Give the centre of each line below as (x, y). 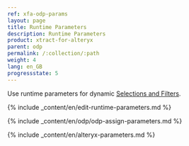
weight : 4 (22, 60)
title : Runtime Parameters (47, 27)
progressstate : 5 (33, 73)
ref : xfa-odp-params (38, 14)
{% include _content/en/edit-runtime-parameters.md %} (90, 107)
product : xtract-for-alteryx (50, 40)
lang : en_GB (25, 67)
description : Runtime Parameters (57, 34)
